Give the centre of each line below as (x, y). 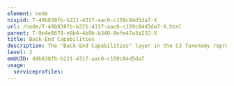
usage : (17, 65)
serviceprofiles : (39, 71)
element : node (28, 14)
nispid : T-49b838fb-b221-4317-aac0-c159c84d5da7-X (82, 20)
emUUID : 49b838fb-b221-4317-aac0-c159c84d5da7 (76, 59)
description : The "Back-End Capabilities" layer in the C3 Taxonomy (109, 46)
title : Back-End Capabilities (51, 40)
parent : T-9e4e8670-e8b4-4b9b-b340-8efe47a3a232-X (82, 33)
